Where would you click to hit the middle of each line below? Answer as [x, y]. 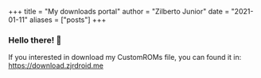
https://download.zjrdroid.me [56, 65]
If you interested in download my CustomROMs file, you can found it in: [125, 58]
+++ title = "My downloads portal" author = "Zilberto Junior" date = [119, 11]
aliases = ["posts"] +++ [68, 20]
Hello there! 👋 [35, 40]
